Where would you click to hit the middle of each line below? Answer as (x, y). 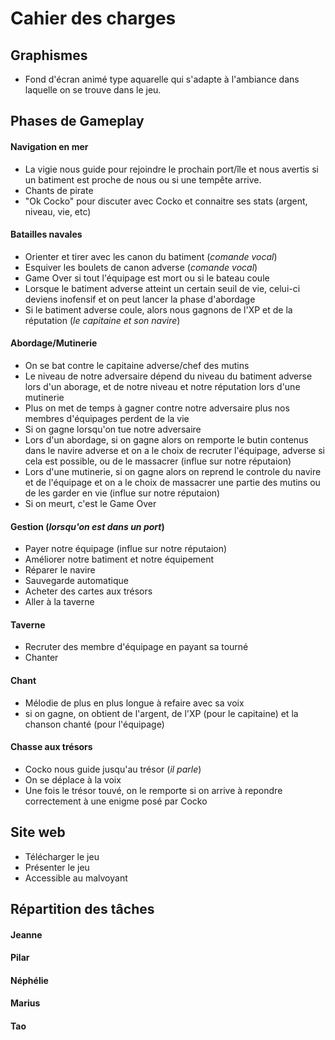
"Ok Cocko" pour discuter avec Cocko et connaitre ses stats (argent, (166, 201)
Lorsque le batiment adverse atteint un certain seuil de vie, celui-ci (162, 288)
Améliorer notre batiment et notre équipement (119, 559)
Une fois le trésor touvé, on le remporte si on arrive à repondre (153, 790)
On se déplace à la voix (73, 779)
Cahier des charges (93, 18)
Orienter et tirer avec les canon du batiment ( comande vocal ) (151, 256)
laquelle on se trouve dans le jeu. (93, 90)
